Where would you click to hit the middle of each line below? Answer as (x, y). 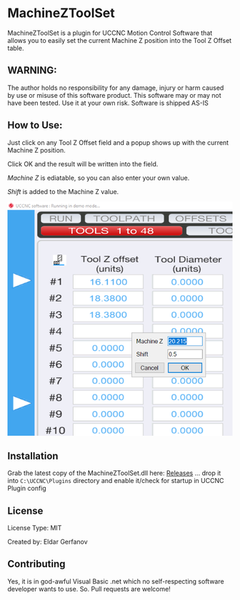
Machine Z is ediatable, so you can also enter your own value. (99, 178)
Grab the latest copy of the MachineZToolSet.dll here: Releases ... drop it (114, 473)
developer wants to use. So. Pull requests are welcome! (89, 589)
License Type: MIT (35, 528)
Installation (33, 456)
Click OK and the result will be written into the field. (83, 164)
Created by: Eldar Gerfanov (47, 541)
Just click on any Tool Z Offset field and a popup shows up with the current (118, 142)
